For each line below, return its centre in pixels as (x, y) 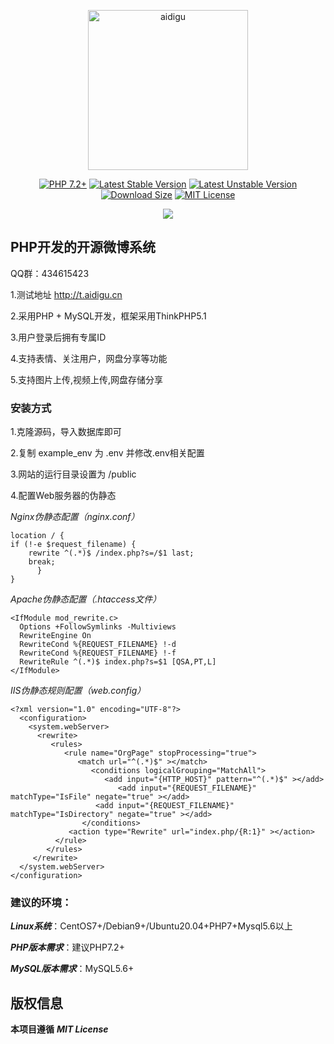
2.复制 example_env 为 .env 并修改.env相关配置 (107, 453)
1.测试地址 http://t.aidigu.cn (66, 294)
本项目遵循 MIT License (59, 1029)
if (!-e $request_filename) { (73, 545)
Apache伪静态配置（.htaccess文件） (86, 599)
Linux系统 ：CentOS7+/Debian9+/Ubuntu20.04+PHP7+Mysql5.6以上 (151, 926)
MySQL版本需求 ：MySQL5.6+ (72, 969)
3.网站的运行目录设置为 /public (73, 474)
